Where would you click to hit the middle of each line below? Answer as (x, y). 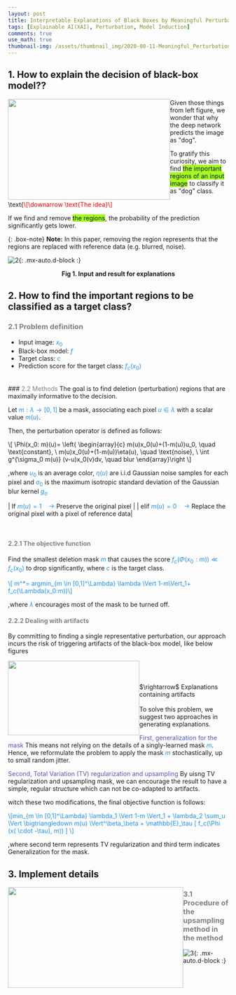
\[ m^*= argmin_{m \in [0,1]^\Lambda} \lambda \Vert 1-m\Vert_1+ (99, 584)
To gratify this (190, 153)
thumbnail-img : (30, 46)
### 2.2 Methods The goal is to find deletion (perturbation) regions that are (117, 389)
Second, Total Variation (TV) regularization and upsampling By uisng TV (112, 774)
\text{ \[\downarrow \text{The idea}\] (60, 204)
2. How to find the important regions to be (101, 296)
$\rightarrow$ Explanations (179, 687)
